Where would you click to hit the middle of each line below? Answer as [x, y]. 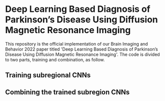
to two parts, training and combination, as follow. [55, 59]
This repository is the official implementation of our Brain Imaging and [77, 44]
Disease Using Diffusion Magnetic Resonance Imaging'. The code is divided [82, 54]
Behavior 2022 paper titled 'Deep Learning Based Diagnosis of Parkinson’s [82, 49]
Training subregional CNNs [48, 75]
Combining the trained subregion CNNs [68, 92]
